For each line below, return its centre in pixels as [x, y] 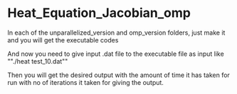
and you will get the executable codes [63, 40]
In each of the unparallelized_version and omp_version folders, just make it [116, 33]
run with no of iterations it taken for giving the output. [85, 82]
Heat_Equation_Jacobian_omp [99, 13]
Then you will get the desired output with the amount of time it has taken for [118, 75]
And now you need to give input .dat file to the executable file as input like [116, 54]
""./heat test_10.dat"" [38, 61]
